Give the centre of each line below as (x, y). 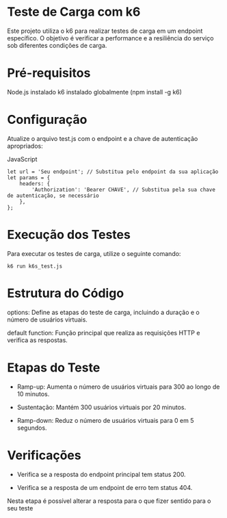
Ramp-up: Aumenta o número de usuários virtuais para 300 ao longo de (118, 387)
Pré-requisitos (49, 73)
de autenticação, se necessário (53, 196)
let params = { (29, 178)
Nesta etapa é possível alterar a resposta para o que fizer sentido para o (109, 501)
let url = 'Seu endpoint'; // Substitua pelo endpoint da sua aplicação (113, 172)
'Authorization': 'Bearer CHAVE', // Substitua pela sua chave (123, 190)
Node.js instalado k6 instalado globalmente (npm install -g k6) (95, 92)
